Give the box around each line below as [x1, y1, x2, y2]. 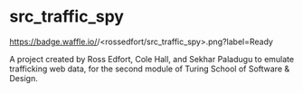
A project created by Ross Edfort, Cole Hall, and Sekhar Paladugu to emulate [9, 53, 295, 64]
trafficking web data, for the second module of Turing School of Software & [9, 63, 290, 74]
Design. [9, 72, 38, 83]
